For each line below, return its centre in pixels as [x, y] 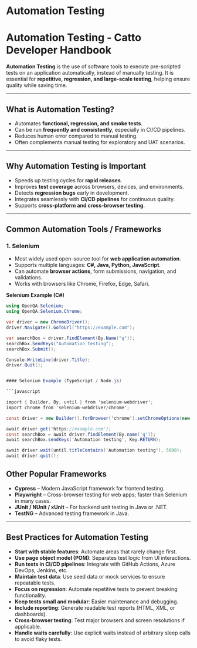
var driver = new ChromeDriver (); [48, 322]
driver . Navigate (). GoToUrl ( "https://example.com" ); [70, 328]
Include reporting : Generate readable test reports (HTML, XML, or [95, 607]
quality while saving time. [37, 85]
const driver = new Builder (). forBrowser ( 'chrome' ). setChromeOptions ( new [98, 418]
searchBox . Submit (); [31, 349]
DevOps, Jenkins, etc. [41, 570]
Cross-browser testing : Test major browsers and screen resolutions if [99, 620]
